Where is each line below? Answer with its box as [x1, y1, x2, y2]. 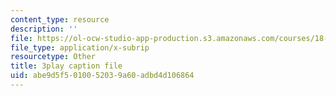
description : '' [10, 24, 78, 34]
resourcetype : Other [10, 52, 97, 62]
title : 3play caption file [10, 61, 123, 71]
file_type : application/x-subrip [10, 42, 150, 53]
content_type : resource [10, 14, 110, 25]
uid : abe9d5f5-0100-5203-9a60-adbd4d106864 [10, 71, 195, 81]
